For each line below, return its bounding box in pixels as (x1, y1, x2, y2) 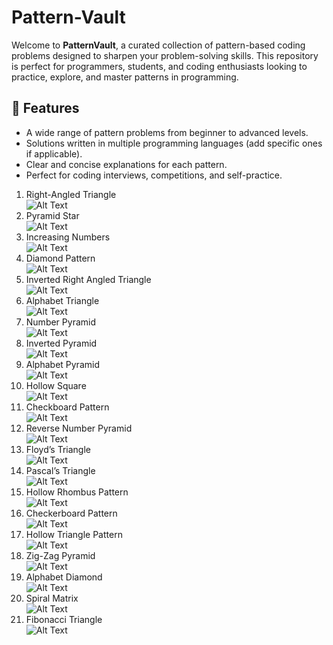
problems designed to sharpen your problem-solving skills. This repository (11, 49, 319, 61)
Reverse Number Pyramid (25, 422, 133, 434)
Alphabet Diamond (25, 571, 103, 583)
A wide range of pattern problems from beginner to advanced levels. (25, 126, 309, 138)
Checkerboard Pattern (25, 507, 118, 519)
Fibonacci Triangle (25, 613, 103, 625)
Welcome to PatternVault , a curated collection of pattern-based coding (11, 39, 306, 51)
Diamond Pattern (25, 252, 96, 264)
